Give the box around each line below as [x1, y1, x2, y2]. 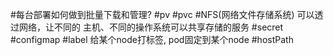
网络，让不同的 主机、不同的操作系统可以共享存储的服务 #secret [18, 21, 284, 33]
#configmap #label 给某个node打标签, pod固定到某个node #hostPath [10, 34, 294, 45]
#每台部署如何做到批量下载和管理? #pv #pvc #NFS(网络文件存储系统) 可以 [10, 9, 315, 20]
